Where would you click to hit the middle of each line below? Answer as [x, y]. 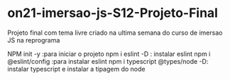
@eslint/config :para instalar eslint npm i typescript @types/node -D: [108, 61]
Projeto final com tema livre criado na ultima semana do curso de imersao [115, 33]
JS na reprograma [34, 40]
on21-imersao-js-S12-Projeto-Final [113, 13]
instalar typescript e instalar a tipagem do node [76, 69]
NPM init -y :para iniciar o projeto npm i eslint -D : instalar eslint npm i [109, 54]
